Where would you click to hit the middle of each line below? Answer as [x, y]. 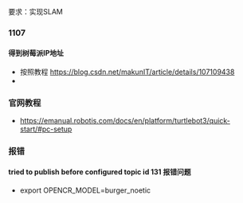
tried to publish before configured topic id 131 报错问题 [100, 172]
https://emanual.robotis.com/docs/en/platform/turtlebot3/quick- [125, 121]
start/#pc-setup [46, 129]
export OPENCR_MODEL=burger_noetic [85, 190]
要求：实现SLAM [36, 12]
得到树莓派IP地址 [36, 53]
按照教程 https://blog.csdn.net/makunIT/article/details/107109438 [127, 72]
